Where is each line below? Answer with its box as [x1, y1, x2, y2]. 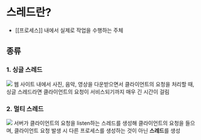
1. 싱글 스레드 [6, 66, 43, 74]
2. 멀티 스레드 [6, 104, 44, 113]
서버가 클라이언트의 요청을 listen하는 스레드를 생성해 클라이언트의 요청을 [13, 119, 184, 127]
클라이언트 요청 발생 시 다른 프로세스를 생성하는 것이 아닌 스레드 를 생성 [14, 127, 180, 134]
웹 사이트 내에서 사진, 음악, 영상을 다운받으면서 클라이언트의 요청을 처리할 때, [13, 80, 195, 87]
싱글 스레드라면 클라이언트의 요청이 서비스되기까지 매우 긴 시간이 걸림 [6, 88, 170, 95]
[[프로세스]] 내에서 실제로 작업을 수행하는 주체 [15, 27, 124, 34]
